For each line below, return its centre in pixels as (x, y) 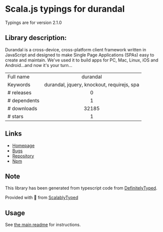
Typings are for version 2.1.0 (33, 22)
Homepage (23, 146)
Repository (23, 156)
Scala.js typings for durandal (65, 9)
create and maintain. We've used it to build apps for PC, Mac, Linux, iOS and (82, 60)
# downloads (22, 108)
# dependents (24, 100)
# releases (20, 92)
